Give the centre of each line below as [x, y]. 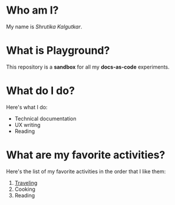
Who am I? [32, 10]
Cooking [25, 189]
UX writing [27, 125]
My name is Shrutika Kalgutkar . [44, 27]
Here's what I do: [27, 107]
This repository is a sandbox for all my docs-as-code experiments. [88, 67]
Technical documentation [45, 118]
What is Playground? [58, 51]
